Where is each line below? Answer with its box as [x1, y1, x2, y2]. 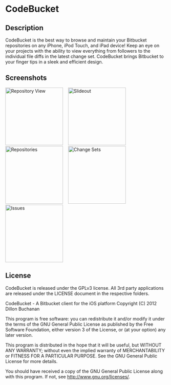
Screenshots [5, 74, 47, 82]
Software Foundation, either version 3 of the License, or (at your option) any [5, 326, 166, 333]
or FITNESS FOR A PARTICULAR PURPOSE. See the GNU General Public [5, 353, 158, 359]
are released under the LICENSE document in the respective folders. [5, 290, 149, 296]
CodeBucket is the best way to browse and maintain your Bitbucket [5, 37, 147, 43]
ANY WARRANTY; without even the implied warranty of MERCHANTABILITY [5, 347, 165, 353]
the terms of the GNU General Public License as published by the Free [5, 321, 154, 327]
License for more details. [5, 358, 58, 364]
